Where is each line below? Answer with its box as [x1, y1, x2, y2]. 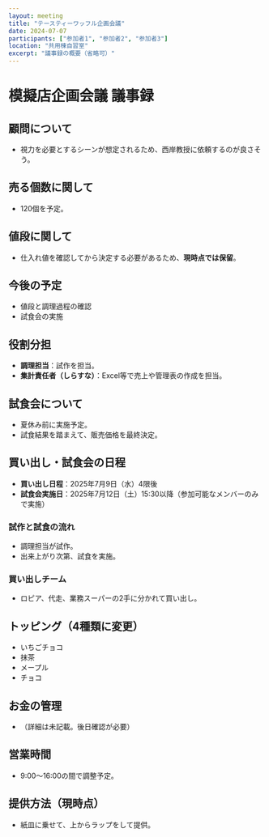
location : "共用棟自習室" [8, 42, 89, 50]
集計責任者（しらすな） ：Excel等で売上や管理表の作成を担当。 [19, 371, 227, 380]
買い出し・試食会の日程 [8, 456, 126, 469]
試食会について [8, 397, 83, 410]
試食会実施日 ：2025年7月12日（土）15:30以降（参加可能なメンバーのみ [19, 489, 259, 499]
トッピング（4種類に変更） [8, 619, 144, 633]
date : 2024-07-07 [8, 27, 67, 35]
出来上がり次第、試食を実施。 [19, 551, 120, 561]
